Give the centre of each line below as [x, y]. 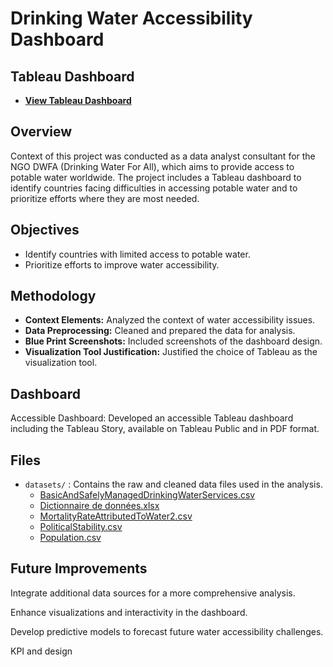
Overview [41, 132]
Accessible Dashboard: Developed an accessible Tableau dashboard [152, 418]
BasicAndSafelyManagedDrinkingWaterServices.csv [147, 495]
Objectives [45, 230]
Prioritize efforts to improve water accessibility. [122, 264]
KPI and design [41, 651]
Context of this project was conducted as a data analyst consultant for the [163, 156]
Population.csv [70, 538]
